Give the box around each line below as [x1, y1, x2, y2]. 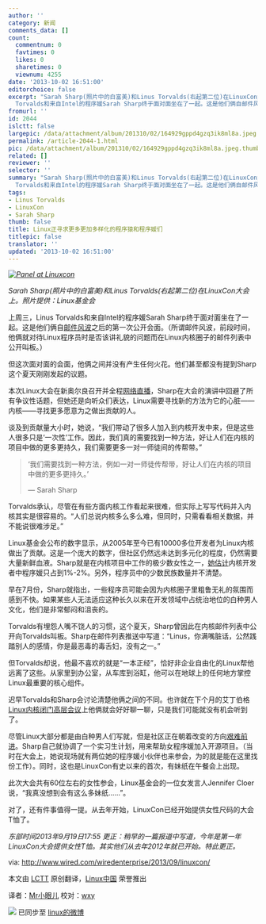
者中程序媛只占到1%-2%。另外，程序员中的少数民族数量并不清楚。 [8, 568, 226, 577]
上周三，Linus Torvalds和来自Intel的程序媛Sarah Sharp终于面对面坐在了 [8, 312, 242, 322]
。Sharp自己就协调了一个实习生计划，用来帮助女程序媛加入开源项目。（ [15, 741, 247, 750]
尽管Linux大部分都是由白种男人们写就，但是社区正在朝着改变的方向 [8, 731, 227, 741]
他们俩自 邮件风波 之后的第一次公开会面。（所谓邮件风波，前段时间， [35, 322, 255, 332]
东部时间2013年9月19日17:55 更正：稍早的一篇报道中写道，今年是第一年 [8, 831, 241, 841]
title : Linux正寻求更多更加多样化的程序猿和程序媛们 [8, 225, 163, 234]
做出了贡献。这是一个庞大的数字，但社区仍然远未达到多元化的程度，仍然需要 [8, 548, 258, 558]
